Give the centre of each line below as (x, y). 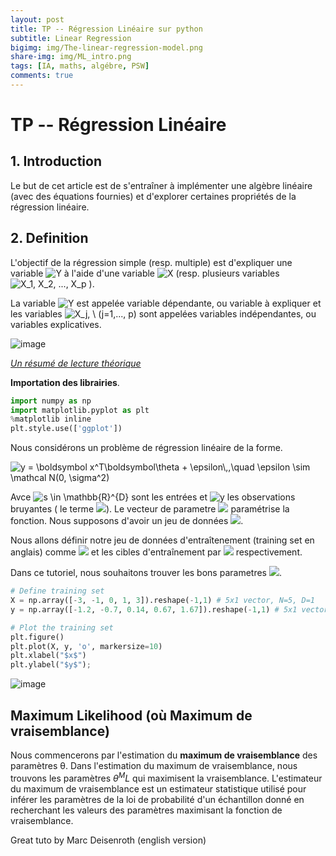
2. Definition (49, 238)
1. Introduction (56, 161)
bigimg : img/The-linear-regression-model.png (106, 47)
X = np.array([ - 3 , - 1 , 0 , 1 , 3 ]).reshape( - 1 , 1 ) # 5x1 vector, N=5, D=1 (163, 601)
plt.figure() (37, 637)
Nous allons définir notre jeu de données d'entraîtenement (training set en (162, 540)
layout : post (37, 19)
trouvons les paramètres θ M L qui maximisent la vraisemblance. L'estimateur (166, 777)
